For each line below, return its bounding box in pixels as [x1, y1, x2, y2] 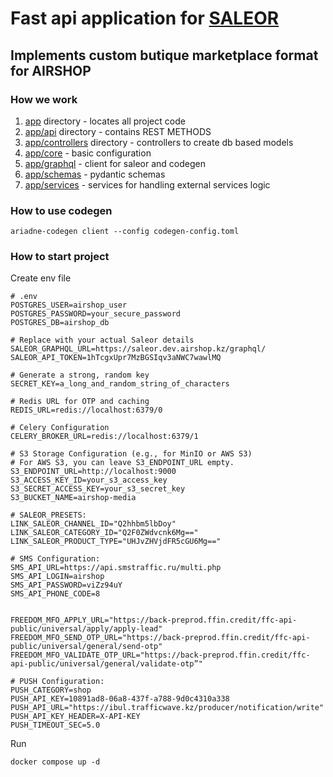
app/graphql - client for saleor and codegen [24, 157, 207, 169]
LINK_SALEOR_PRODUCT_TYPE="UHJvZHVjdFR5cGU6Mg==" [10, 537, 222, 547]
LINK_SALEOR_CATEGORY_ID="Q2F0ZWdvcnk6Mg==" [10, 528, 199, 538]
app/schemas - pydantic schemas [24, 168, 166, 180]
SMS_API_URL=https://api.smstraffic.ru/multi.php [10, 563, 222, 573]
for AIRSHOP [10, 62, 92, 79]
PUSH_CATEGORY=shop [10, 685, 92, 696]
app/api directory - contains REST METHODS [24, 125, 212, 137]
